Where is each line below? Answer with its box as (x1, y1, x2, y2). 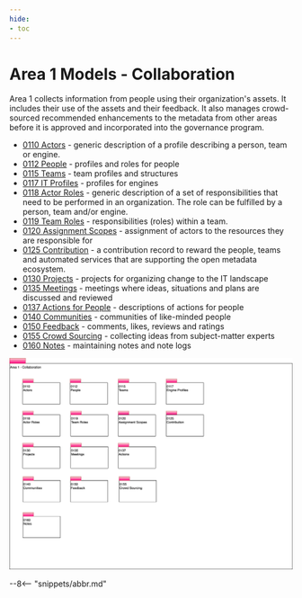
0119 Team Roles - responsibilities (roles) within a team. (22, 216, 228, 227)
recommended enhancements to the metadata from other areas (41, 112, 278, 123)
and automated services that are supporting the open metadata (22, 254, 258, 265)
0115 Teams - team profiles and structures (22, 168, 179, 179)
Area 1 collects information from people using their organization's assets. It (9, 94, 287, 104)
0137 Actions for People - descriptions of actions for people (22, 302, 244, 313)
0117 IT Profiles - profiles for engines (22, 178, 159, 189)
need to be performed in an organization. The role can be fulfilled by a (22, 197, 283, 208)
